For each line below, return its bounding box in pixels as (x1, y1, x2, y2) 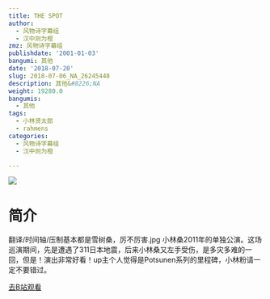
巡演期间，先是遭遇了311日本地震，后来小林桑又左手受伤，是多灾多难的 (8, 245, 246, 255)
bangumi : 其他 (8, 57, 54, 65)
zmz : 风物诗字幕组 (8, 42, 63, 50)
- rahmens (15, 124, 49, 133)
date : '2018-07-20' (8, 65, 74, 73)
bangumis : (8, 95, 42, 103)
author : (8, 19, 35, 27)
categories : (8, 132, 49, 140)
